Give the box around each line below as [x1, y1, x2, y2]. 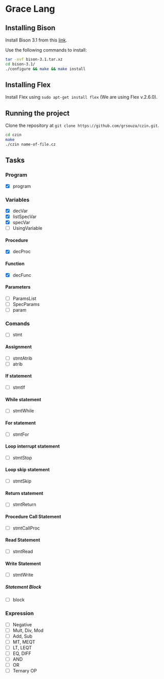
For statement [5, 420, 36, 426]
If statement [5, 373, 32, 379]
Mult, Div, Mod [12, 627, 44, 633]
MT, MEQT [12, 639, 36, 645]
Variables [5, 196, 30, 203]
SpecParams [12, 301, 40, 307]
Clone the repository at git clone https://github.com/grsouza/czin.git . [5, 122, 159, 128]
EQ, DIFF [12, 650, 32, 656]
